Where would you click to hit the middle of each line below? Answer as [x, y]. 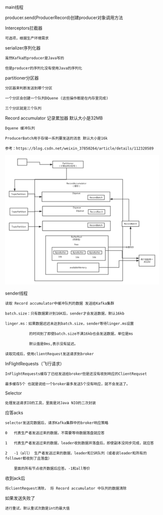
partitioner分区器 [22, 78]
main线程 [14, 7]
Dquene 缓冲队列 [20, 128]
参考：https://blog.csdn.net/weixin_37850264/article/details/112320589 [79, 148]
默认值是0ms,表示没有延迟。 [53, 344]
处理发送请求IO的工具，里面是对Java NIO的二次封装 [51, 403]
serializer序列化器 [23, 48]
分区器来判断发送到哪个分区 [29, 88]
